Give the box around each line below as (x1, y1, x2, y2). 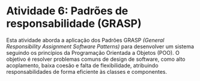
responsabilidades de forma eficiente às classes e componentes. (6, 68, 167, 75)
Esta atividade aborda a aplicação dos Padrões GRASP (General (6, 36, 165, 43)
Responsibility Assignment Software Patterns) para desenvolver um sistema (6, 43, 194, 50)
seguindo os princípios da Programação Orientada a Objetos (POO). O (6, 49, 180, 56)
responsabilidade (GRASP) (6, 17, 142, 30)
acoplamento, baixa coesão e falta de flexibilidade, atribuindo (6, 61, 159, 69)
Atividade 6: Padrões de (6, 4, 129, 18)
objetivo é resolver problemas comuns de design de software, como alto (6, 55, 186, 63)
